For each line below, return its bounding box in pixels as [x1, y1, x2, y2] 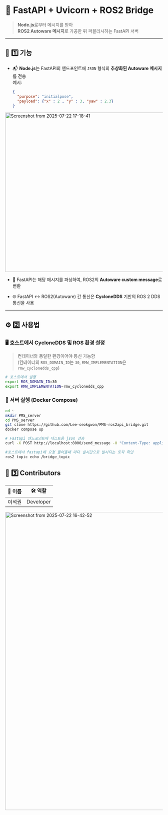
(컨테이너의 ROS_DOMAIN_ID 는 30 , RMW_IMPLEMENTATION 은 [17, 359, 126, 365]
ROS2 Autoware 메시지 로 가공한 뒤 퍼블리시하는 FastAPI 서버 [17, 28, 139, 34]
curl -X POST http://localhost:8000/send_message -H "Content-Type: [5, 441, 151, 446]
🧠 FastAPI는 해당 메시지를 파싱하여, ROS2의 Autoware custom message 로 [12, 277, 162, 283]
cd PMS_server [5, 418, 35, 423]
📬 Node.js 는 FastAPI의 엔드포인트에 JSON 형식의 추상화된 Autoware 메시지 [12, 65, 162, 71]
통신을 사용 [12, 300, 34, 306]
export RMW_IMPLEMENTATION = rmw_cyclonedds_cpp [5, 384, 104, 389]
